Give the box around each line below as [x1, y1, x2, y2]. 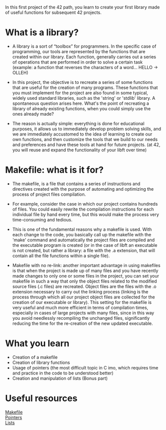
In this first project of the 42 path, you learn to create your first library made [5, 4, 160, 10]
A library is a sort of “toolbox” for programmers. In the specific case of [12, 43, 157, 49]
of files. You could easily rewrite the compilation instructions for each [12, 206, 154, 212]
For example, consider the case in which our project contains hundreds [12, 201, 158, 207]
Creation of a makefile [12, 354, 58, 360]
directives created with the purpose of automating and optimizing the [12, 186, 154, 192]
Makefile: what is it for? [5, 164, 104, 176]
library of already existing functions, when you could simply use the [12, 105, 151, 111]
